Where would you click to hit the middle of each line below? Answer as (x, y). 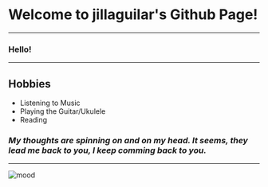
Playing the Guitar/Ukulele (63, 111)
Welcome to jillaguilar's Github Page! (133, 15)
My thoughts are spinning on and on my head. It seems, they (128, 140)
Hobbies (30, 84)
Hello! (20, 49)
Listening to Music (50, 103)
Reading (33, 120)
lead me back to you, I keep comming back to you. (108, 150)
